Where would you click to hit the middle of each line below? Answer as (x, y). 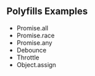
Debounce (31, 50)
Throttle (28, 57)
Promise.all (33, 28)
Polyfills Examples (47, 11)
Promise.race (35, 35)
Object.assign (36, 64)
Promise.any (34, 42)
